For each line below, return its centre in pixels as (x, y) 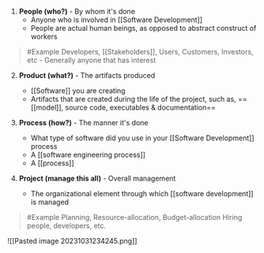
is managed (49, 202)
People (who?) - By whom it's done (77, 11)
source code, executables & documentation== (141, 107)
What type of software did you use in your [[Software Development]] (142, 138)
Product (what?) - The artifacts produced (87, 75)
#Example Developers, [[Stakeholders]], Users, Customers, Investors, (140, 52)
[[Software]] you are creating (78, 91)
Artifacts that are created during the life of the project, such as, (133, 99)
